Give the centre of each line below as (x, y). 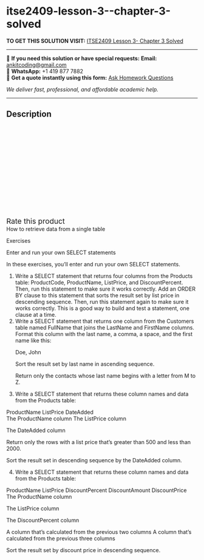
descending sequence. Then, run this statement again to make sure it (102, 302)
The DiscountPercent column (43, 520)
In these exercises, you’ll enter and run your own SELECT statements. (93, 264)
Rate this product (36, 221)
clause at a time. (36, 314)
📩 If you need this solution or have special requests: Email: (82, 58)
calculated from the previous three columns (61, 538)
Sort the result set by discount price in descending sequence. (83, 550)
